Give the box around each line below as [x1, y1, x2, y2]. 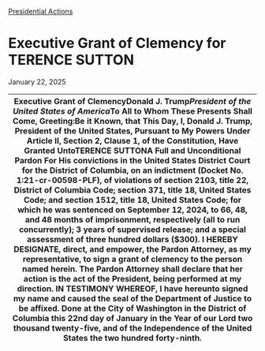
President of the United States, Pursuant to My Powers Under [14, 125, 251, 136]
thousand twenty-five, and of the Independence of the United [13, 323, 252, 334]
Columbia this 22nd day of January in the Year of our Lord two [12, 312, 253, 323]
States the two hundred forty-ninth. [62, 332, 203, 343]
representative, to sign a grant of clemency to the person [22, 253, 243, 264]
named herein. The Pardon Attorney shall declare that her [22, 263, 243, 274]
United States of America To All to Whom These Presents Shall [13, 106, 252, 117]
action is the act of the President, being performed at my [23, 273, 242, 284]
